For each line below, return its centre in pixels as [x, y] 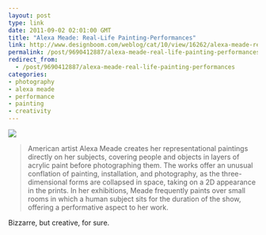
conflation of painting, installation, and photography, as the [123, 174]
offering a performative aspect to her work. [98, 207]
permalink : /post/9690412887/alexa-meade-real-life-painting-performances [134, 52]
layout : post [30, 15]
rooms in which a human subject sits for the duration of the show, [134, 199]
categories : [28, 74]
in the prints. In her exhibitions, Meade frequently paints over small [136, 190]
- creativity [30, 112]
